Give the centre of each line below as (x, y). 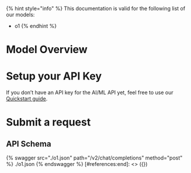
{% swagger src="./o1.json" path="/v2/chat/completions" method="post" (94, 158)
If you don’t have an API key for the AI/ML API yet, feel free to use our (90, 92)
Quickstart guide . (27, 99)
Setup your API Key (54, 76)
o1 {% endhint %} (36, 26)
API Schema (29, 143)
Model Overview (47, 50)
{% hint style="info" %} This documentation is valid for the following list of (96, 8)
